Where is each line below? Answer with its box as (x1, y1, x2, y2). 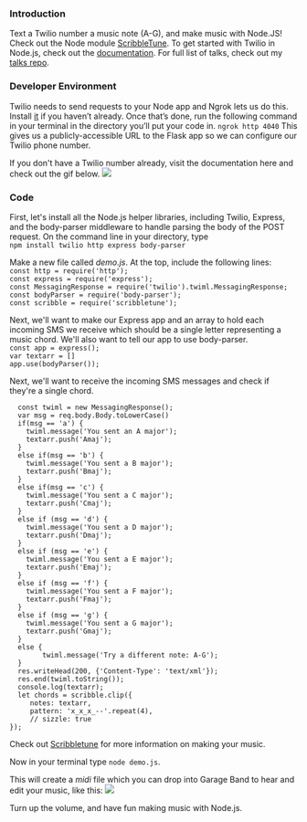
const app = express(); (9, 343, 101, 353)
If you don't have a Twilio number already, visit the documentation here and (9, 157, 294, 168)
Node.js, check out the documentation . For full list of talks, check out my (9, 47, 283, 58)
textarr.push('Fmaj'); (26, 595, 112, 604)
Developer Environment (9, 80, 117, 93)
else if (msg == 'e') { (17, 546, 108, 555)
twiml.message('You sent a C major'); (26, 490, 174, 500)
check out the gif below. (9, 168, 101, 179)
